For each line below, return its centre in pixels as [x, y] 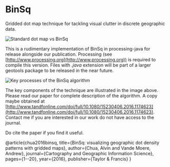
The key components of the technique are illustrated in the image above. [82, 90]
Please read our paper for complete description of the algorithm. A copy [81, 96]
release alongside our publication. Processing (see [59, 54]
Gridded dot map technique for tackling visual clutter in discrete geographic [85, 23]
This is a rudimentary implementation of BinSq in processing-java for [78, 49]
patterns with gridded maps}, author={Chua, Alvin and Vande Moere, [78, 148]
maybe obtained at [25, 101]
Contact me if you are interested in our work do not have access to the [80, 117]
